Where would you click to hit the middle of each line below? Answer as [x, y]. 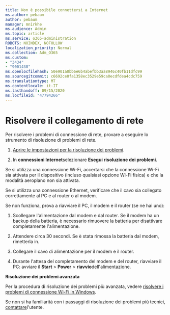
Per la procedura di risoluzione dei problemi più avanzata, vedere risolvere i [84, 286]
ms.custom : [17, 57]
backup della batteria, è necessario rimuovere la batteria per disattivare [88, 221]
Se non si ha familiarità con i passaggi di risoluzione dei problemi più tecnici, [85, 302]
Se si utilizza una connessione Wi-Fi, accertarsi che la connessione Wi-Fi [82, 170]
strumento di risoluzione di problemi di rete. [51, 140]
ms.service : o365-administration [41, 39]
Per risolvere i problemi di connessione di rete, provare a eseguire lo [77, 135]
